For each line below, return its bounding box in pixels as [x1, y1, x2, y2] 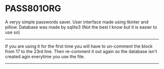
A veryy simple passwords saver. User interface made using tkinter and [5, 19, 149, 25]
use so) [5, 29, 20, 35]
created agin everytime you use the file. [5, 53, 85, 59]
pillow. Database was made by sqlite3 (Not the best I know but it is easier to [5, 24, 157, 30]
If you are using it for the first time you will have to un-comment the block [5, 43, 153, 49]
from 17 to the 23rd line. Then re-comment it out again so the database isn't [5, 48, 157, 54]
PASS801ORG [5, 3, 61, 14]
